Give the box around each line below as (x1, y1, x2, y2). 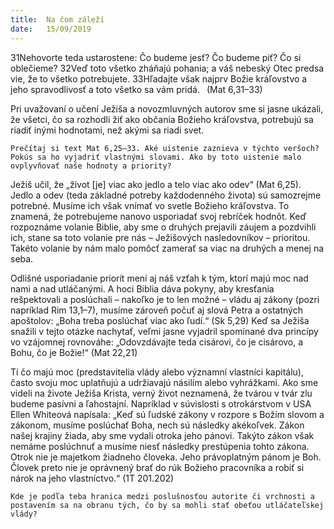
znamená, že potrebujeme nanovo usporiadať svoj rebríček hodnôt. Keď (10, 210, 307, 222)
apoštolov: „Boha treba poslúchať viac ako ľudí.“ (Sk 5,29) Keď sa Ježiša (10, 314, 310, 326)
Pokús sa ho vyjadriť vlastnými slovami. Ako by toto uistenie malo (10, 152, 302, 162)
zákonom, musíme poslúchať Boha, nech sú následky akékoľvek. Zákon (10, 419, 305, 431)
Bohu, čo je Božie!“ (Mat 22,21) (10, 346, 138, 358)
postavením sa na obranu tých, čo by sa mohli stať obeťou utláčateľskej (10, 500, 325, 510)
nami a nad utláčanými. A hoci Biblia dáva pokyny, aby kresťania (10, 282, 275, 295)
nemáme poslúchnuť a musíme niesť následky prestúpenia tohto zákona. (10, 440, 310, 452)
